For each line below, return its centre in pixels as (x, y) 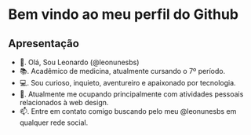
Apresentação (44, 44)
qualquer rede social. (54, 122)
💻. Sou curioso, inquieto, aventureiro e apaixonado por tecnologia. (128, 83)
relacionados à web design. (64, 102)
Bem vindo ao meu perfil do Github (124, 15)
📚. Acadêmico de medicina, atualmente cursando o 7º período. (122, 71)
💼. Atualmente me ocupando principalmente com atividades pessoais (131, 94)
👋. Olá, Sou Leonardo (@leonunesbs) (79, 62)
